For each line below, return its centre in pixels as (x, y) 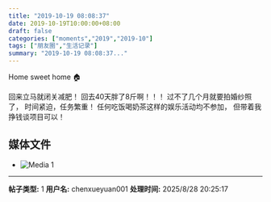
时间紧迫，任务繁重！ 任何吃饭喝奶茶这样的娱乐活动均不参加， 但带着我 (143, 107)
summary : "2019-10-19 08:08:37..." (68, 53)
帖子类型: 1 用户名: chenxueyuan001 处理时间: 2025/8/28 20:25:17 (118, 189)
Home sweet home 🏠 (45, 77)
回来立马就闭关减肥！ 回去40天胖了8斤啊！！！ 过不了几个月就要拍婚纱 (127, 97)
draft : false (30, 31)
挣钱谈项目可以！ (37, 117)
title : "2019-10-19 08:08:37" (59, 16)
